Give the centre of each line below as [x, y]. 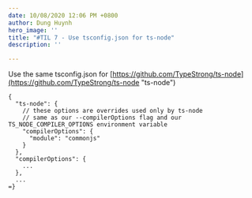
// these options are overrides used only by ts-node [113, 111]
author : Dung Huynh [40, 23]
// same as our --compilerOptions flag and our [102, 118]
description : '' [35, 45]
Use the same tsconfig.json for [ [60, 74]
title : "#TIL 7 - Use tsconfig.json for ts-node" [92, 37]
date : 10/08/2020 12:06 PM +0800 [63, 15]
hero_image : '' [33, 30]
